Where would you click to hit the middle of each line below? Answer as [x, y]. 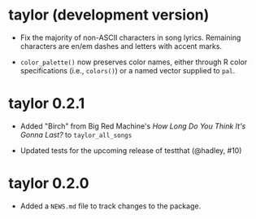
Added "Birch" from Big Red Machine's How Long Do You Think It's [133, 126]
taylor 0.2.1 [47, 104]
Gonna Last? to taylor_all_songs [76, 134]
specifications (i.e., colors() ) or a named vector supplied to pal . [128, 70]
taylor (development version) [109, 15]
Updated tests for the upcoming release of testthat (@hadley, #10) [131, 150]
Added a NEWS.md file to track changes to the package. [111, 206]
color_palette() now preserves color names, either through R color [134, 62]
